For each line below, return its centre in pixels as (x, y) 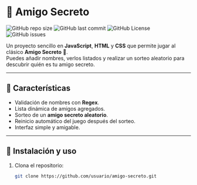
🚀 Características (38, 88)
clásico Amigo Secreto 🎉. (37, 52)
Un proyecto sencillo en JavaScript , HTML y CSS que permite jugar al (91, 46)
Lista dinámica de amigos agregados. (60, 108)
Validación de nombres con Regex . (57, 102)
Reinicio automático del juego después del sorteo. (75, 121)
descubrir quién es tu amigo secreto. (50, 64)
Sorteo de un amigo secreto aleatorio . (61, 115)
